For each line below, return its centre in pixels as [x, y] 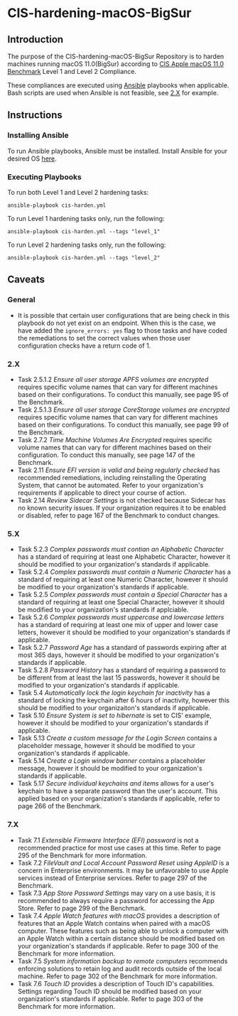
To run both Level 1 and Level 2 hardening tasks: [78, 192]
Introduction [36, 39]
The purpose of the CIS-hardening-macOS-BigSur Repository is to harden [116, 56]
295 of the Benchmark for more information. [82, 855]
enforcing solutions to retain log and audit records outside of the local [120, 968]
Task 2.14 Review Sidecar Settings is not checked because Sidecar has [121, 500]
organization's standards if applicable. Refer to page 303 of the [110, 999]
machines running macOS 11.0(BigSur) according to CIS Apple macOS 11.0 [115, 64]
